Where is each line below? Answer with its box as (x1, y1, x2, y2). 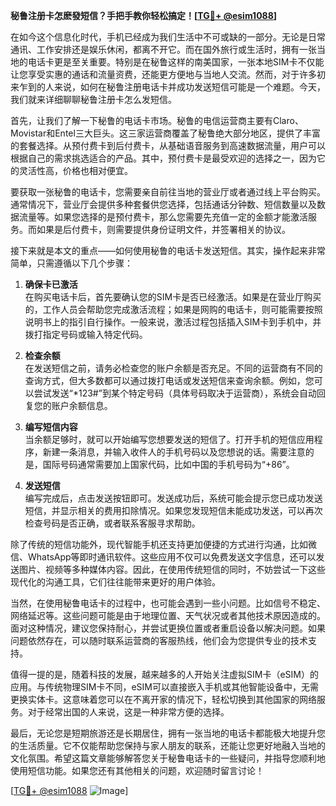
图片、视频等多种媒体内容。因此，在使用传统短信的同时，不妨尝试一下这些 (18, 564, 326, 575)
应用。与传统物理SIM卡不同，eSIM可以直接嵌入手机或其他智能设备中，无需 (10, 681, 319, 693)
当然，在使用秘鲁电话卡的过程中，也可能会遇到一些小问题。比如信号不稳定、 (10, 597, 326, 609)
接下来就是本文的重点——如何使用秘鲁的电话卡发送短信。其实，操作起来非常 (10, 245, 326, 256)
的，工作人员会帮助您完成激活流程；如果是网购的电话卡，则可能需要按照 (24, 304, 323, 315)
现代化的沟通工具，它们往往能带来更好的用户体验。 (10, 576, 221, 588)
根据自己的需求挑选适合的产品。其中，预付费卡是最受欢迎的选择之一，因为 (10, 152, 317, 164)
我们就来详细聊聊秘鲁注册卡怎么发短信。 (10, 94, 177, 105)
